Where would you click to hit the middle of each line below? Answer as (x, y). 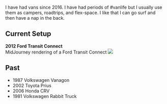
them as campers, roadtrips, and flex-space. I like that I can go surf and (80, 13)
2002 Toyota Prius (32, 85)
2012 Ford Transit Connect (34, 46)
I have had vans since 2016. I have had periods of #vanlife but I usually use (84, 7)
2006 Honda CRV (31, 91)
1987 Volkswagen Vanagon (41, 80)
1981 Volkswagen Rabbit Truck (45, 96)
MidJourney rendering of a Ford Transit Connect (56, 52)
